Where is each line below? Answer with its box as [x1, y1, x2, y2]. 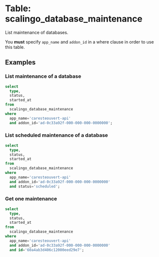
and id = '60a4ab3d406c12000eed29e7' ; [9, 247, 84, 252]
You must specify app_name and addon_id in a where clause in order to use [5, 39, 154, 44]
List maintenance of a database [5, 73, 82, 80]
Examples [5, 58, 36, 66]
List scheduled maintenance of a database [5, 132, 109, 139]
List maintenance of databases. [5, 29, 68, 35]
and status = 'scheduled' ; [9, 184, 60, 189]
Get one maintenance [5, 195, 57, 202]
